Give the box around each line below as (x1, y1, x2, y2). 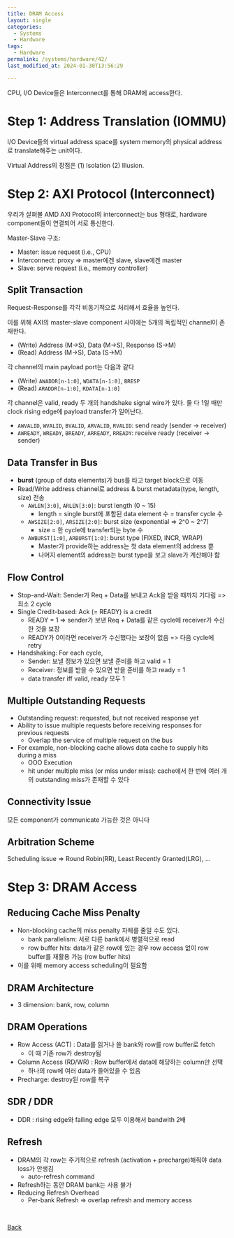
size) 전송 (17, 494, 45, 502)
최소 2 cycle (17, 599, 52, 608)
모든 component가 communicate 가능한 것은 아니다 (7, 816, 150, 824)
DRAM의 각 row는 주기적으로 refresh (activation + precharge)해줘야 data (17, 1155, 222, 1164)
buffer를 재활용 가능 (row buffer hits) (27, 953, 131, 961)
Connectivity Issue (7, 796, 92, 808)
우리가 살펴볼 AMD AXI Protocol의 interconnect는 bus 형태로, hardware (7, 210, 207, 218)
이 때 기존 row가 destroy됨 (27, 1049, 101, 1057)
